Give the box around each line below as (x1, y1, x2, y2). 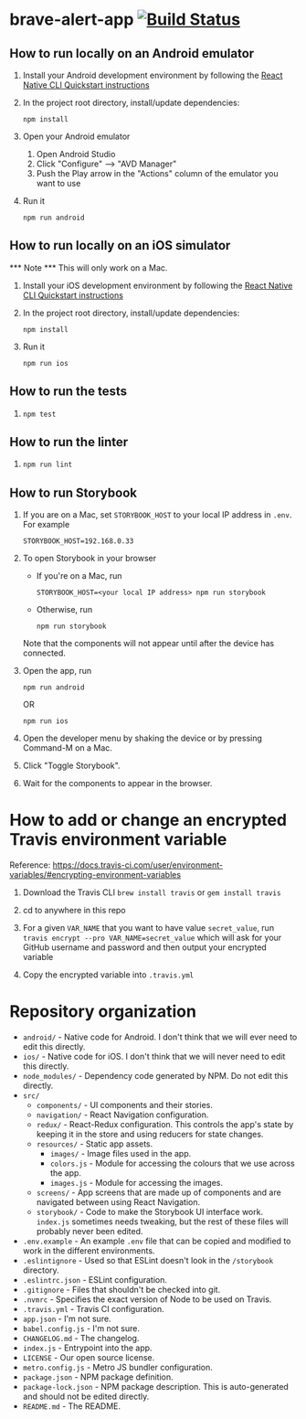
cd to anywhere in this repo (22, 905, 126, 916)
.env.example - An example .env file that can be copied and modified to (22, 1235, 291, 1247)
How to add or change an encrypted (9, 810, 288, 831)
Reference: (9, 859, 51, 870)
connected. (22, 647, 67, 658)
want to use (36, 178, 81, 188)
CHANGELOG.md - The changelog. (22, 1333, 140, 1344)
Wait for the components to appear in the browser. (22, 778, 213, 789)
